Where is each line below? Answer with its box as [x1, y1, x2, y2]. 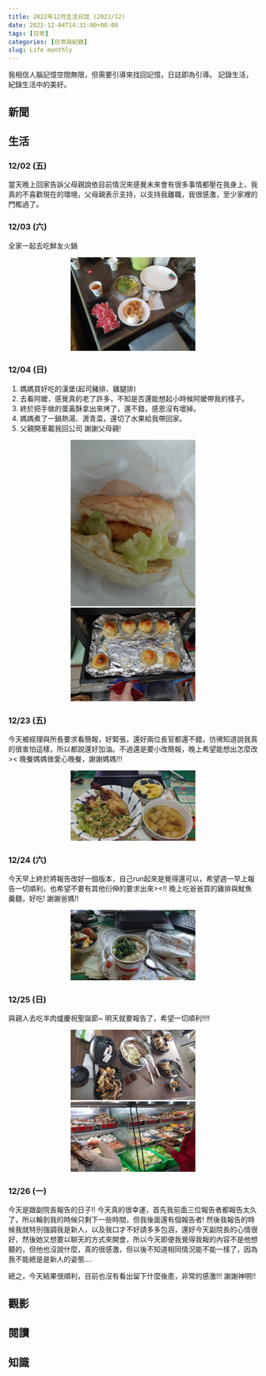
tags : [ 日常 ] [8, 29, 49, 37]
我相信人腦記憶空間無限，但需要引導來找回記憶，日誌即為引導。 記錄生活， [8, 70, 253, 79]
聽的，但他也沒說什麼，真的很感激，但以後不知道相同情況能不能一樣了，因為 [8, 1245, 258, 1254]
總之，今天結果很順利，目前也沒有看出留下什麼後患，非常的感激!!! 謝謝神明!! [8, 1271, 256, 1281]
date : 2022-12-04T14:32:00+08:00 [8, 21, 119, 29]
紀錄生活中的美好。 [8, 80, 71, 89]
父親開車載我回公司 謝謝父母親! [19, 424, 121, 433]
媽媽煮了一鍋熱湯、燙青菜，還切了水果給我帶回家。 [19, 413, 187, 423]
